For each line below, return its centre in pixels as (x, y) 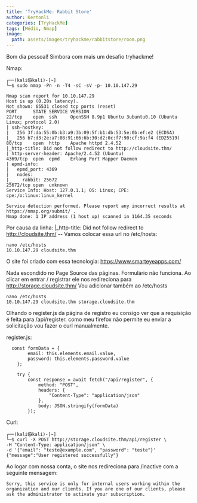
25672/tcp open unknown (37, 185)
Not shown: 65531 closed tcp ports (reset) (61, 107)
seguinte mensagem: (32, 473)
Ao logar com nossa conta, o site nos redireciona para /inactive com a (92, 466)
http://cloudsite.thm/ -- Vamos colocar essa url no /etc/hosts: (82, 234)
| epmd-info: (22, 164)
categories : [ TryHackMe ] (37, 23)
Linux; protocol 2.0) (33, 122)
